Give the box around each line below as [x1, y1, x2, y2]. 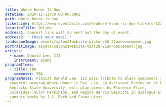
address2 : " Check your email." [5, 35, 72, 40]
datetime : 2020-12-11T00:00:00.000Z [5, 12, 81, 17]
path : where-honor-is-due [5, 16, 58, 21]
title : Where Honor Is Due [5, 7, 61, 12]
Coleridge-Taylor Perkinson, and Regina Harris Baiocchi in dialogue [9, 90, 156, 95]
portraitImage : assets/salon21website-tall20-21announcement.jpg [5, 44, 142, 49]
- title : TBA [9, 67, 37, 72]
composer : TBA [14, 71, 43, 76]
